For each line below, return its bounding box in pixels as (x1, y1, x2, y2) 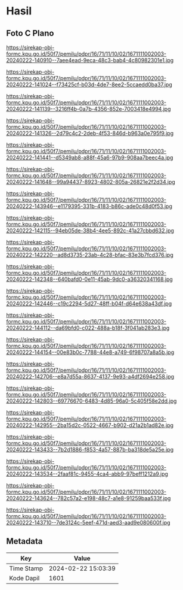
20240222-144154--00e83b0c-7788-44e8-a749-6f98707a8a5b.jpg (6, 349, 175, 356)
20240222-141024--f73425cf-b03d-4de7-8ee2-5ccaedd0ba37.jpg (6, 81, 173, 88)
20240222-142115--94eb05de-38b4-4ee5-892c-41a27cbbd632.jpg (6, 227, 175, 234)
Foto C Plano (6, 28, 54, 38)
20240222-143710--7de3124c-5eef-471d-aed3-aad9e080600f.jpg (6, 519, 171, 526)
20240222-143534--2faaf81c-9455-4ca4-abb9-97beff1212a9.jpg (6, 470, 169, 477)
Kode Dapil (9, 574, 40, 582)
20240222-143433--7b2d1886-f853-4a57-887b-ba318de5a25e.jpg (6, 446, 174, 453)
